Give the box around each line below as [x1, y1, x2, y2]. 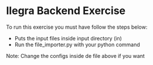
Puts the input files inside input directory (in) [14, 35, 122, 42]
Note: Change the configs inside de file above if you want [6, 52, 145, 59]
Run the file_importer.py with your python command [14, 41, 141, 48]
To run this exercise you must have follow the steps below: [6, 23, 148, 30]
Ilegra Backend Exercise [6, 4, 126, 18]
